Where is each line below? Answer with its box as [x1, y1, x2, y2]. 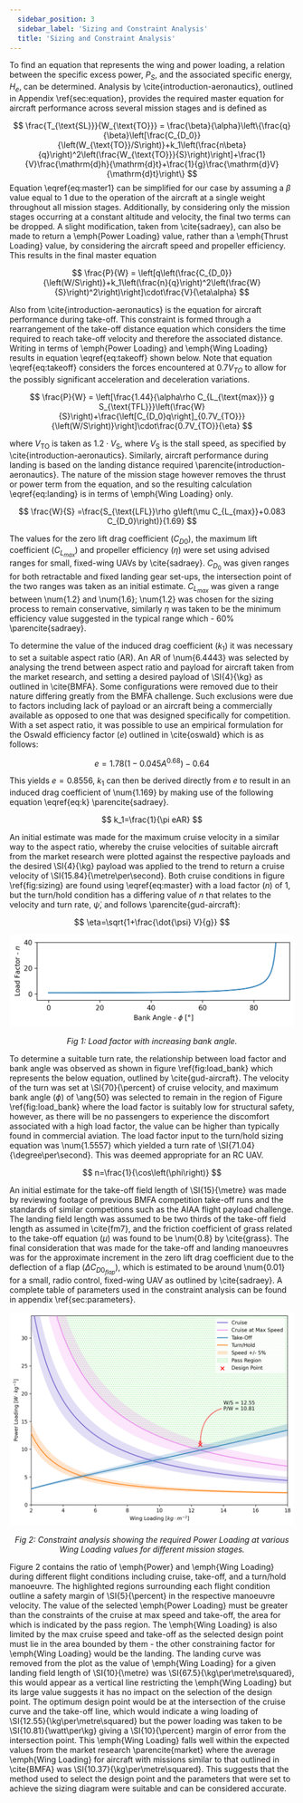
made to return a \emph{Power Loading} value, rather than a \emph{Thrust [9, 230, 289, 241]
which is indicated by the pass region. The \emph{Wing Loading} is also [9, 1619, 278, 1631]
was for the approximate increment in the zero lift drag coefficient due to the [9, 1252, 294, 1264]
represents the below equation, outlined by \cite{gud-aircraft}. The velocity [9, 1072, 289, 1083]
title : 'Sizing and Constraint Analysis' [17, 34, 176, 43]
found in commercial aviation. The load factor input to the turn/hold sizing [9, 1130, 284, 1141]
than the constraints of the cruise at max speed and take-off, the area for [9, 1610, 281, 1621]
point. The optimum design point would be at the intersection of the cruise [9, 1696, 287, 1708]
